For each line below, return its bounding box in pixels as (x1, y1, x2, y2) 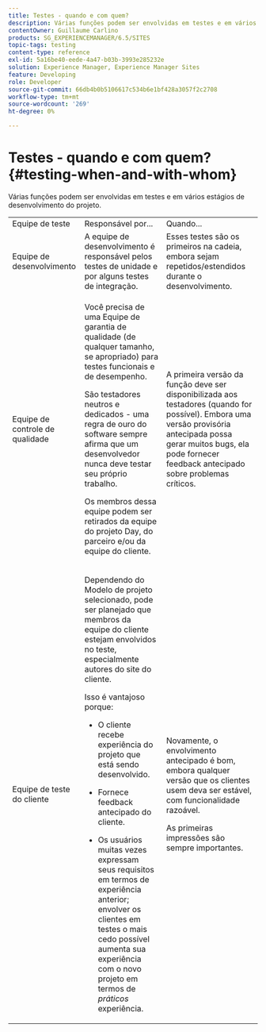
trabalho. (84, 478, 118, 489)
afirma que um (84, 438, 139, 449)
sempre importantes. (165, 842, 244, 853)
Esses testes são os (165, 231, 240, 242)
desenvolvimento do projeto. (8, 200, 101, 210)
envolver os (97, 903, 142, 915)
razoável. (165, 804, 200, 815)
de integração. (84, 280, 139, 291)
